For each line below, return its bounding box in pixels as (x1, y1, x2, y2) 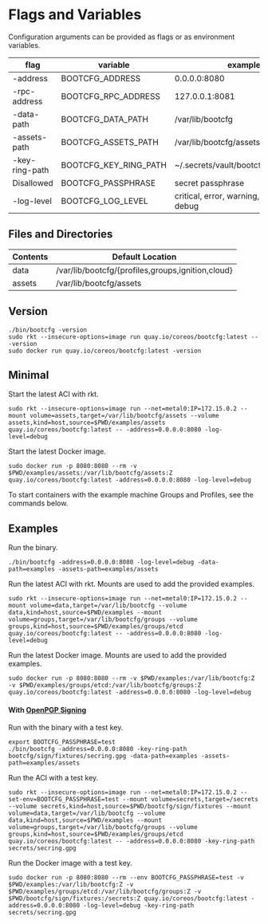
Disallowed (12, 177, 53, 188)
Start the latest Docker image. (8, 446, 106, 456)
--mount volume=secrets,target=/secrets (122, 796, 259, 804)
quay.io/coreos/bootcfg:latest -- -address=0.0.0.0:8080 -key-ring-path (8, 837, 255, 846)
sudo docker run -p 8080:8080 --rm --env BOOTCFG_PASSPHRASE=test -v (8, 874, 245, 882)
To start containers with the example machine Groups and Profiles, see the (8, 490, 254, 500)
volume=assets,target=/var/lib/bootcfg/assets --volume (29, 412, 219, 420)
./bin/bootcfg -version (8, 325, 88, 334)
